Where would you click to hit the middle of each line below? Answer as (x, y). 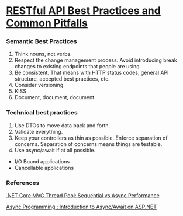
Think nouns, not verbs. (43, 54)
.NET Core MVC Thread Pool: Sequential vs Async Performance (83, 196)
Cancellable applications (44, 168)
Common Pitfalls (47, 23)
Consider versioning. (40, 85)
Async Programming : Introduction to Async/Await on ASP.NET (81, 207)
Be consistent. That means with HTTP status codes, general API (91, 73)
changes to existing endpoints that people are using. (78, 67)
